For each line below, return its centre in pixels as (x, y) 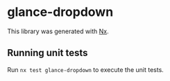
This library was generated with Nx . (58, 31)
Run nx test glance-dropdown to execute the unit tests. (86, 69)
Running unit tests (48, 53)
